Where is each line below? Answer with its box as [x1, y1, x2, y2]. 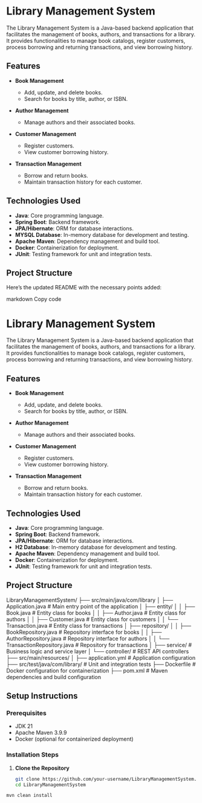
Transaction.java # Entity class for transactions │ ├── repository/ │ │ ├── [6, 622, 192, 629]
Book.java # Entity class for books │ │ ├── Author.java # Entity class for [6, 609, 186, 616]
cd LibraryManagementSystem [15, 781, 86, 788]
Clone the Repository [15, 764, 70, 772]
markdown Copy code [6, 295, 62, 303]
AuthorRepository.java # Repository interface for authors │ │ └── [6, 634, 170, 642]
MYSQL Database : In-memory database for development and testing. [15, 231, 189, 238]
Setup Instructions [6, 691, 78, 701]
